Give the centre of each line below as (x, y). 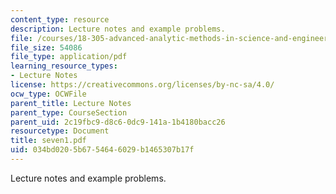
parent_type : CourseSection (69, 112)
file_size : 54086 (46, 47)
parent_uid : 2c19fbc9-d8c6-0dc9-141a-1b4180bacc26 (118, 122)
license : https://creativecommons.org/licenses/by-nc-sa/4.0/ (142, 85)
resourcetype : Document (60, 131)
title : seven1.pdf (48, 141)
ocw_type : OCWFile (48, 94)
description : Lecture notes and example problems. (118, 29)
